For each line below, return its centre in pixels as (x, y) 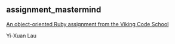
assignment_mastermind (54, 10)
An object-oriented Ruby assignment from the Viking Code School (87, 24)
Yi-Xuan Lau (22, 36)
